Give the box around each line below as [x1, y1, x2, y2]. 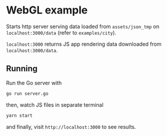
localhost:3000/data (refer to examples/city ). [6, 29, 116, 36]
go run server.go [6, 90, 49, 97]
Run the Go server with [6, 79, 62, 86]
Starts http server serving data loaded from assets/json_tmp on [6, 23, 160, 30]
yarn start [6, 113, 33, 118]
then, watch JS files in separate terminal [6, 101, 104, 108]
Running [6, 64, 38, 74]
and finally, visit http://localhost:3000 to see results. [6, 123, 136, 130]
